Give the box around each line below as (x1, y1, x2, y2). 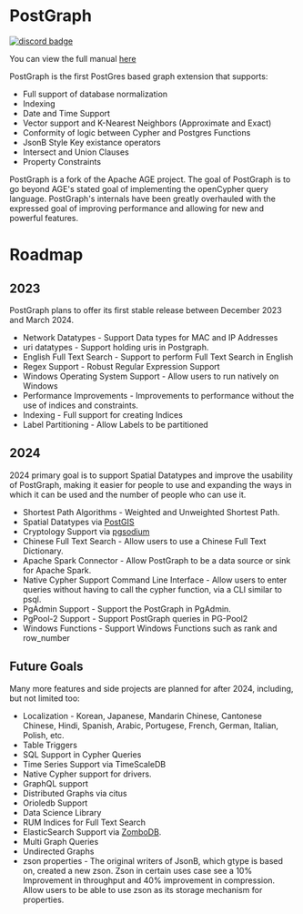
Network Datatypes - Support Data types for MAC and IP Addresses (22, 331, 278, 342)
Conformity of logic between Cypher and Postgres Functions (22, 127, 251, 137)
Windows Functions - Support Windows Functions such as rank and (22, 623, 278, 634)
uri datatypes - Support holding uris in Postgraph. (22, 341, 209, 352)
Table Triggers (22, 739, 77, 750)
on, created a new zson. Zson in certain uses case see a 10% (22, 865, 253, 876)
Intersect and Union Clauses (22, 147, 129, 157)
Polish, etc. (22, 729, 66, 740)
